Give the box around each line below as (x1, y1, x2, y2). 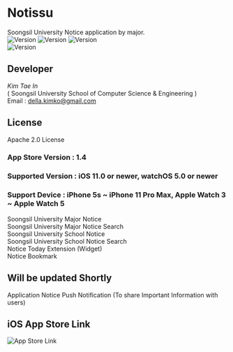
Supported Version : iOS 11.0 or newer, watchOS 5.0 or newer (7, 171, 218, 181)
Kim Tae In (7, 82, 38, 90)
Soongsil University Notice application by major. (7, 28, 145, 36)
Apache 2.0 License (7, 135, 65, 144)
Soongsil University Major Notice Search (7, 222, 124, 230)
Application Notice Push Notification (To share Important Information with (7, 291, 218, 299)
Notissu (7, 5, 54, 21)
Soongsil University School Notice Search (7, 237, 128, 245)
